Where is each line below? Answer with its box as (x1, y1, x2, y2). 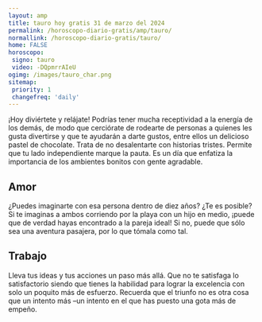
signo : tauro (11, 56, 56, 64)
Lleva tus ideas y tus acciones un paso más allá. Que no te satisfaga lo (8, 270, 240, 280)
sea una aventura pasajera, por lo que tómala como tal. (8, 227, 188, 236)
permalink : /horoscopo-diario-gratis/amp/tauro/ (8, 26, 172, 34)
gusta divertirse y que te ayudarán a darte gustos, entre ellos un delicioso (8, 132, 249, 142)
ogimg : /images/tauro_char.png (8, 71, 112, 79)
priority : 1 (11, 85, 52, 94)
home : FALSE (8, 41, 48, 49)
